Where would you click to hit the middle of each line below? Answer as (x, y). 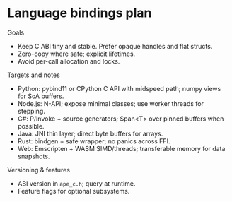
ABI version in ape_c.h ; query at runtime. (76, 183)
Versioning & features (39, 170)
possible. (31, 126)
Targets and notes (34, 75)
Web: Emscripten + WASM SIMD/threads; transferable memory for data (121, 148)
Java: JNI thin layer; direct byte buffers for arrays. (90, 133)
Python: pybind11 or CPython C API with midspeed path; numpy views (119, 88)
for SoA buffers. (41, 96)
